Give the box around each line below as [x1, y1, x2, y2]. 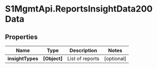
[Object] [43, 55, 63, 62]
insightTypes [7, 55, 38, 62]
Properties [5, 33, 38, 41]
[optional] [104, 55, 126, 62]
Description [70, 47, 97, 54]
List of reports [67, 55, 100, 62]
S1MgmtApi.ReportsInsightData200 [5, 3, 153, 14]
